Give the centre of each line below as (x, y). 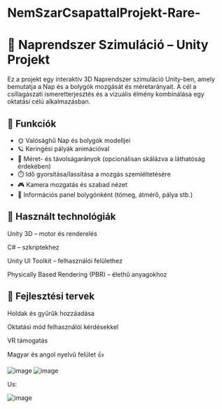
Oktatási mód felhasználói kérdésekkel (63, 326)
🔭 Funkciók (32, 124)
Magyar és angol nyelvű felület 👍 (55, 354)
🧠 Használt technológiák (62, 217)
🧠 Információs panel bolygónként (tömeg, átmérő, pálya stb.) (105, 195)
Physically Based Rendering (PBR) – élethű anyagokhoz (87, 274)
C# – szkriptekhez (33, 247)
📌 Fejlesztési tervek (51, 297)
